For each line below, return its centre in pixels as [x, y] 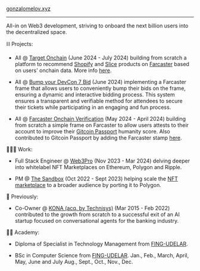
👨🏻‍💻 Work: [19, 149]
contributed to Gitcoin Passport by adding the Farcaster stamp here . [99, 138]
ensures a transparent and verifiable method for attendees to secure [99, 101]
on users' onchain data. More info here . [63, 70]
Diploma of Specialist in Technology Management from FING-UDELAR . [101, 244]
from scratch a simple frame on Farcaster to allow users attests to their [102, 125]
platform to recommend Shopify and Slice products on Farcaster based [102, 64]
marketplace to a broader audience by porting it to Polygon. [88, 185]
